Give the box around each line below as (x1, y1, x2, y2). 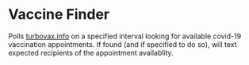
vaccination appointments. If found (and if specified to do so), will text (8, 39, 237, 49)
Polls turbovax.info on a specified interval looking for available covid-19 (8, 31, 242, 41)
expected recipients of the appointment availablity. (8, 48, 174, 57)
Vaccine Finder (8, 5, 109, 23)
